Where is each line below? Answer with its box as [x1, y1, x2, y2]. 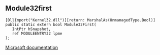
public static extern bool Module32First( [5, 22, 97, 27]
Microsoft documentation [5, 44, 58, 50]
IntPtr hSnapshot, [12, 26, 51, 32]
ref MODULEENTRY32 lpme [12, 31, 62, 36]
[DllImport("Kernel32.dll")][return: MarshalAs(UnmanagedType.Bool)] [5, 17, 156, 22]
